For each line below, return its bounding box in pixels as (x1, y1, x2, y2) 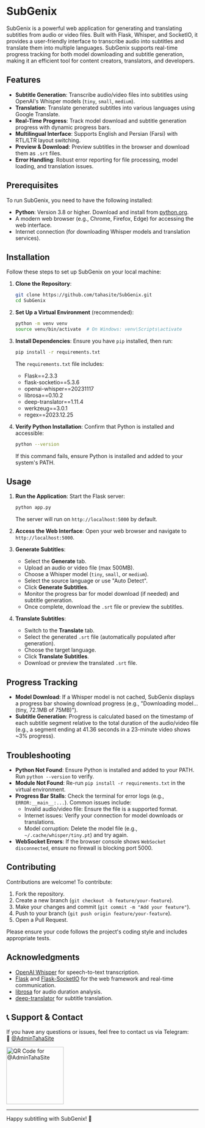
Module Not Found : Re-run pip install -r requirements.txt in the (15, 779, 185, 787)
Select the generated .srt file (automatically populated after (24, 633, 176, 640)
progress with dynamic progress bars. (15, 124, 111, 131)
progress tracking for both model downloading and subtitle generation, (6, 50, 184, 58)
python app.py (15, 505, 51, 511)
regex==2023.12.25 (24, 411, 74, 418)
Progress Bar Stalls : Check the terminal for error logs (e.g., (15, 792, 165, 800)
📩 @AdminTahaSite (6, 1035, 54, 1042)
